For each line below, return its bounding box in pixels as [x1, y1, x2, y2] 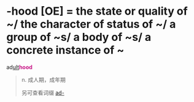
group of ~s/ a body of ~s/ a [6, 31, 152, 44]
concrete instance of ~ [6, 43, 125, 57]
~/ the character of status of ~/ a [6, 17, 176, 31]
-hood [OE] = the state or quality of [6, 4, 188, 18]
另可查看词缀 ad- [21, 89, 64, 96]
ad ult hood [6, 63, 33, 71]
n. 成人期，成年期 [21, 76, 66, 83]
